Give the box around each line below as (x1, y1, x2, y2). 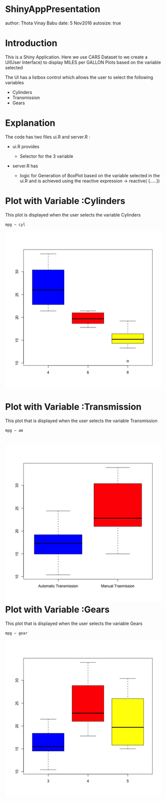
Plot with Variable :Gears (5, 604, 110, 615)
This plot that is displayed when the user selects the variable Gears (5, 620, 143, 626)
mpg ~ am (5, 428, 23, 433)
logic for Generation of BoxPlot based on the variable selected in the (19, 172, 160, 178)
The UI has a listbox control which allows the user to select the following (5, 74, 153, 80)
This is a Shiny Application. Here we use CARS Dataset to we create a (5, 54, 148, 60)
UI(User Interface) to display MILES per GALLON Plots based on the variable (5, 59, 162, 65)
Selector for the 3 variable (19, 153, 74, 159)
